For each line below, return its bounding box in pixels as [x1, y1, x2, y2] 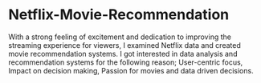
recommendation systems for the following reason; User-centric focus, [8, 57, 243, 67]
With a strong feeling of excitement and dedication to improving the [8, 32, 231, 41]
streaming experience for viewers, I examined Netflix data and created [8, 40, 241, 49]
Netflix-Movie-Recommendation [8, 6, 230, 24]
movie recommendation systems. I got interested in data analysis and [8, 49, 238, 58]
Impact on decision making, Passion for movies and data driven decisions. [8, 65, 255, 75]
